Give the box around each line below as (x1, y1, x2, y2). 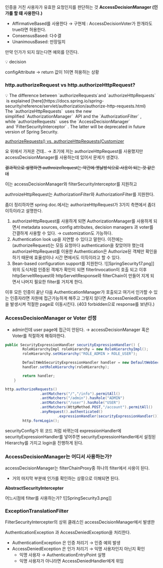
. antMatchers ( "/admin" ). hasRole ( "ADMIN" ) (39, 396, 125, 401)
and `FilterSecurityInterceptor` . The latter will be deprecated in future (6, 124, 146, 130)
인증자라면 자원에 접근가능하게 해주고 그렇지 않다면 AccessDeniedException (10, 295, 156, 301)
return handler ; (22, 373, 55, 378)
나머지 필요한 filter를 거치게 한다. (21, 279, 83, 285)
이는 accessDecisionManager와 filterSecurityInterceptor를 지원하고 (5, 181, 137, 187)
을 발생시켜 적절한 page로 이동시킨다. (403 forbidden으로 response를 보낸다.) (5, 301, 155, 307)
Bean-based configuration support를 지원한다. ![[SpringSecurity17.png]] (12, 261, 154, 267)
